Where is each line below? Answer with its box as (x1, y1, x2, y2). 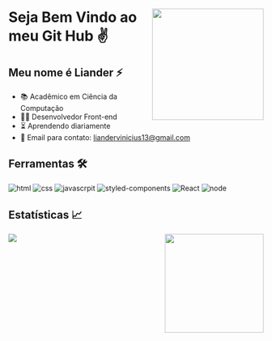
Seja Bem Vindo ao (8, 8, 138, 27)
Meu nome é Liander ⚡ (8, 66, 123, 79)
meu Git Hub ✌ (8, 27, 108, 45)
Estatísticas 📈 (8, 207, 83, 222)
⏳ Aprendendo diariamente (19, 121, 111, 130)
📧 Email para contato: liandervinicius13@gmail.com (19, 133, 190, 142)
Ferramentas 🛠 (8, 157, 87, 171)
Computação (19, 104, 64, 113)
